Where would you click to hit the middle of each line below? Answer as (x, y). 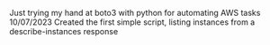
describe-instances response (64, 31)
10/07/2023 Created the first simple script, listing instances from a (132, 22)
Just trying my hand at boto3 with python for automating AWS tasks (135, 13)
